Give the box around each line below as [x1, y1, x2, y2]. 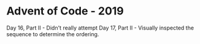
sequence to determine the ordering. [6, 30, 99, 37]
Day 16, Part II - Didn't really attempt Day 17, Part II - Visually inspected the [6, 24, 194, 31]
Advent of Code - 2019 [6, 4, 124, 18]
